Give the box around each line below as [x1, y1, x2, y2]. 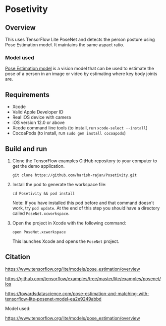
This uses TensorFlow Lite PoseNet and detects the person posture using [5, 36, 155, 42]
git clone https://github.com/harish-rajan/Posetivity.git [12, 173, 137, 178]
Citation [5, 253, 31, 261]
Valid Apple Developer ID [12, 109, 63, 115]
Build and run [5, 144, 47, 153]
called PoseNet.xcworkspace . [12, 210, 70, 216]
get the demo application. [12, 163, 65, 169]
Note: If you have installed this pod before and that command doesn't [12, 200, 155, 206]
